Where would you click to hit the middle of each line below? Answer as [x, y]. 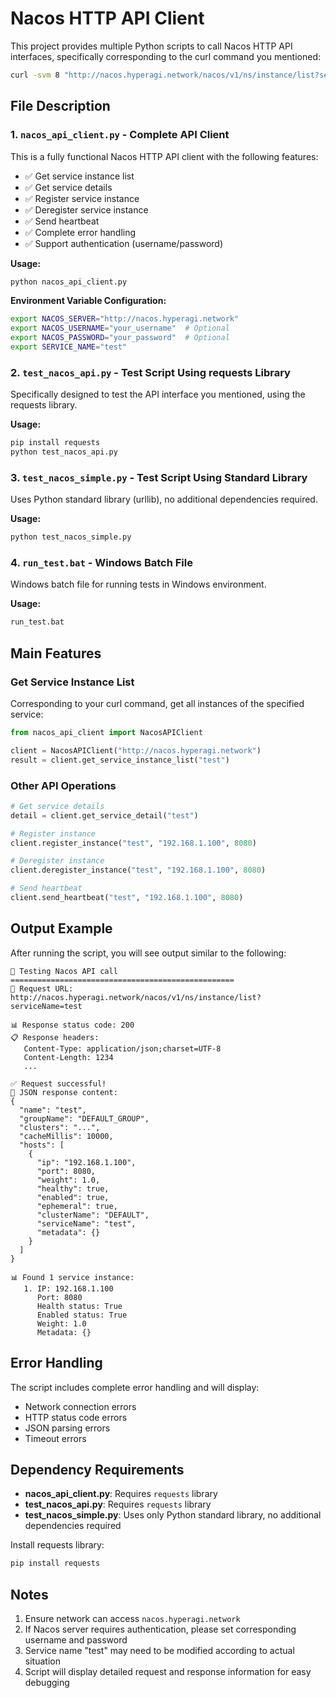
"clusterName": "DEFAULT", [93, 1215]
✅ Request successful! [58, 1083]
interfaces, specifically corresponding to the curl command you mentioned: [166, 56]
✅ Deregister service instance [86, 209]
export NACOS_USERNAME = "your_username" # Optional [120, 328]
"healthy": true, [73, 1188]
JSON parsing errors [67, 1428]
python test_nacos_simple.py [71, 537]
